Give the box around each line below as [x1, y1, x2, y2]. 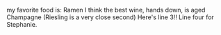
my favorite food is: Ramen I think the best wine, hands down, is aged [6, 6, 206, 14]
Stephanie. [6, 21, 38, 28]
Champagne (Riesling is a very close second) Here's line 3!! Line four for [6, 13, 215, 21]
